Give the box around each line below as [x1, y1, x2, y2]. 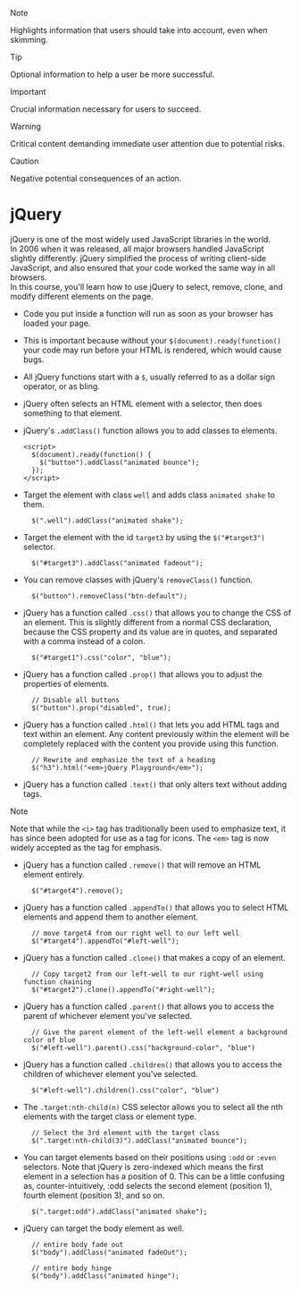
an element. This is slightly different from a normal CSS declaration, [22, 616, 272, 627]
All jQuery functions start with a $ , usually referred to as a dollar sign [22, 371, 276, 382]
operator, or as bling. [22, 380, 101, 392]
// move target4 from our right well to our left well [31, 929, 240, 937]
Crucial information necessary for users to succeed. [10, 104, 202, 114]
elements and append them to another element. [22, 912, 199, 922]
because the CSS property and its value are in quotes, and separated [22, 626, 278, 637]
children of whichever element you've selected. [22, 1068, 199, 1079]
